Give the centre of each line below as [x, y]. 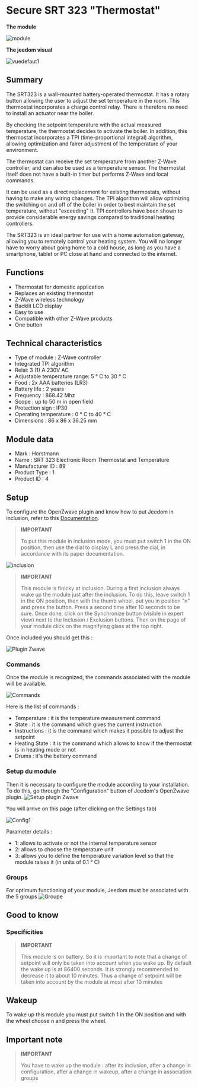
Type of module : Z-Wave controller [58, 357]
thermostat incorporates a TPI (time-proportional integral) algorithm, [90, 137]
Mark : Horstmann [37, 454]
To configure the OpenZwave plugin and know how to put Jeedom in [90, 512]
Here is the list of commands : [43, 706]
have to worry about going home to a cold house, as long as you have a [93, 248]
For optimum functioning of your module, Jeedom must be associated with [97, 890]
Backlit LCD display [38, 306]
